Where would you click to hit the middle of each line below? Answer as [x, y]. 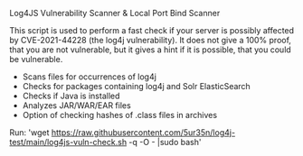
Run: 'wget [29, 133]
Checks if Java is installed [71, 96]
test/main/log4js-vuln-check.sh [68, 142]
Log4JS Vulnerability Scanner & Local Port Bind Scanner [115, 13]
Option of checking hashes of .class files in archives [120, 115]
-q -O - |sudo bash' [165, 142]
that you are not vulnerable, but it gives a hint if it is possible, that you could [150, 50]
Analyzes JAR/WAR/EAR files [76, 106]
